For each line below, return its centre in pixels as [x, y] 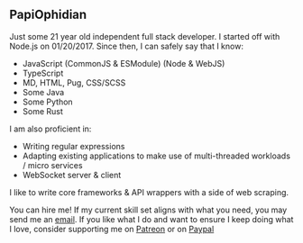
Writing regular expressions [73, 146]
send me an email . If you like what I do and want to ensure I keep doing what [151, 219]
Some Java [43, 92]
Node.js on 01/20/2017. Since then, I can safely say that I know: [126, 46]
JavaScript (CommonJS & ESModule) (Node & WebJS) [124, 63]
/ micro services [52, 165]
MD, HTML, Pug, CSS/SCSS [74, 82]
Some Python [48, 102]
